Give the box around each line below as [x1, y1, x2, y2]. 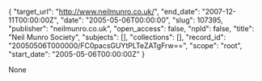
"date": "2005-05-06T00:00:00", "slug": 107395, [60, 15, 224, 25]
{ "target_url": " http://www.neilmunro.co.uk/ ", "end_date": [8, 7, 201, 16]
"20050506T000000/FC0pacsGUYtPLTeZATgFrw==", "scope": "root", [8, 41, 243, 51]
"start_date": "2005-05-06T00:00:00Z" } [8, 50, 146, 59]
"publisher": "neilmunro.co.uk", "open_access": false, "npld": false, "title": [8, 24, 255, 33]
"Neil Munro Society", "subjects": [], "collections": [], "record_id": [8, 32, 226, 42]
